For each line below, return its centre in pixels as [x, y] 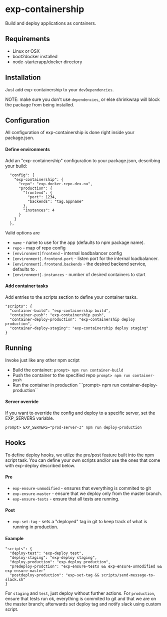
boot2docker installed [35, 56]
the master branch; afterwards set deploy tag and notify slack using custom [83, 604]
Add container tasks [27, 286]
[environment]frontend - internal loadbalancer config [67, 253]
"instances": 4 [39, 210]
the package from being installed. [40, 104]
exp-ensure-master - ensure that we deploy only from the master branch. [87, 493]
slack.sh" [15, 580]
